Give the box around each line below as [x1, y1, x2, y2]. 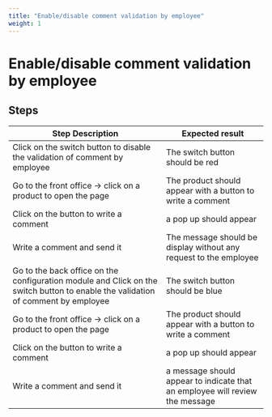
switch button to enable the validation [12, 285, 155, 296]
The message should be [165, 232, 257, 243]
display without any [165, 241, 240, 253]
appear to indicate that [165, 375, 253, 386]
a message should [165, 365, 236, 377]
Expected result [181, 127, 244, 138]
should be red [165, 156, 219, 168]
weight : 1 [8, 19, 42, 28]
